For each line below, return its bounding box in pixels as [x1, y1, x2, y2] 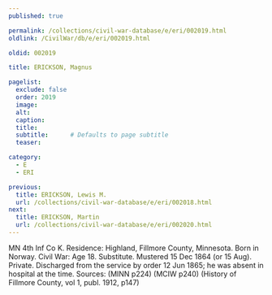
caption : [15, 115, 45, 124]
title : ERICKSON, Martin [15, 213, 100, 222]
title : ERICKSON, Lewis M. [15, 190, 107, 199]
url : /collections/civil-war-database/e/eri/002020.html [15, 221, 213, 229]
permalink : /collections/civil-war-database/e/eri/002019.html [8, 26, 227, 35]
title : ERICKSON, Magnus [8, 63, 93, 72]
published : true [8, 11, 63, 20]
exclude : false [15, 86, 67, 94]
